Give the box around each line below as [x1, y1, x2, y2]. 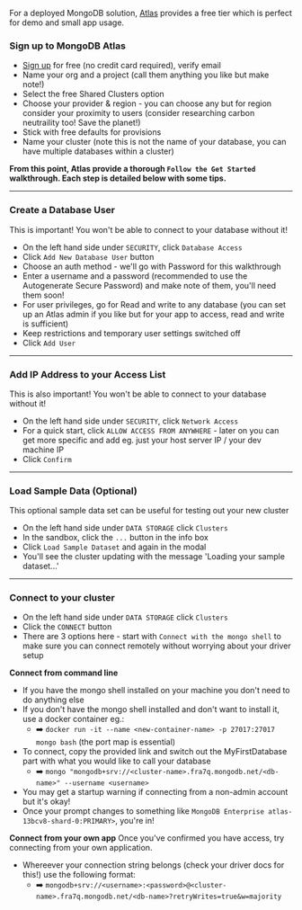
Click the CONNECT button [22, 621, 112, 632]
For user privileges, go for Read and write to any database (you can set [22, 299, 286, 309]
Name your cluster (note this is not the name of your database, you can [22, 137, 287, 147]
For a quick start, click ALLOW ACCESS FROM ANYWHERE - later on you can [22, 424, 280, 435]
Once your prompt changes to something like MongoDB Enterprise [22, 806, 265, 816]
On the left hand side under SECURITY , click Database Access [22, 242, 243, 253]
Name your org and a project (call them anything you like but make [22, 69, 270, 80]
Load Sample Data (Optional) [9, 485, 138, 497]
